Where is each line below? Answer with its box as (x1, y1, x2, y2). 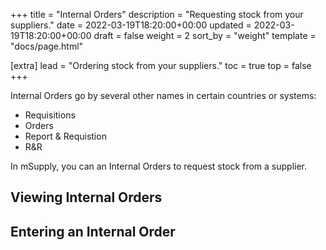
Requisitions (24, 109, 76, 121)
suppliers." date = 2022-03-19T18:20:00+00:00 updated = (10, 19, 252, 31)
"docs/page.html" (10, 40, 84, 52)
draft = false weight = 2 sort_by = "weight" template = (93, 30, 317, 41)
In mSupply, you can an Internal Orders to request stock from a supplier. (10, 160, 308, 172)
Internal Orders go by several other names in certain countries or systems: (10, 90, 317, 101)
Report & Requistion (24, 130, 107, 142)
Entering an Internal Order (10, 223, 176, 240)
